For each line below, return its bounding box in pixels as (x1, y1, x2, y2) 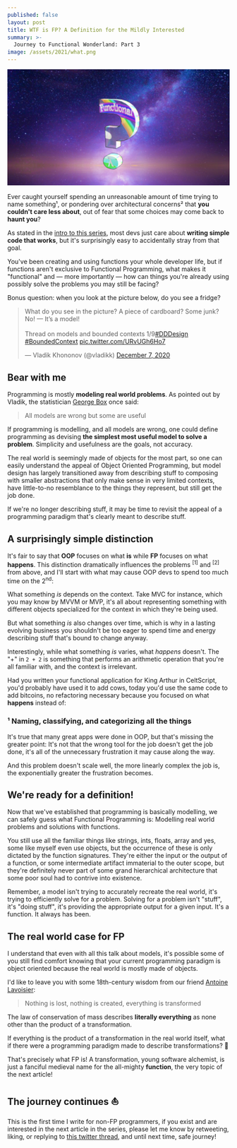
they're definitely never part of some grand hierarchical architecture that (7, 866, 218, 875)
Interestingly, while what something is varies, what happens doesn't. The (7, 647, 220, 656)
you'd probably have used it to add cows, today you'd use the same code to (7, 683, 228, 692)
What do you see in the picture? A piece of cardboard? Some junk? (24, 307, 219, 316)
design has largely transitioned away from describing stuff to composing (7, 469, 219, 477)
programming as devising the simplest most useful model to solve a (7, 433, 207, 441)
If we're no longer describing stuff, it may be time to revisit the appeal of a (7, 505, 222, 513)
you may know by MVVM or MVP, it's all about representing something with (7, 597, 227, 606)
